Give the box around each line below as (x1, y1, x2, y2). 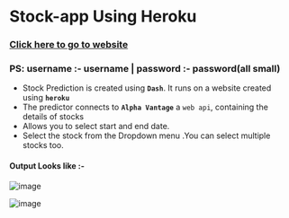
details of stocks (22, 111, 84, 122)
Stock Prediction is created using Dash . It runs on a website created (22, 83, 272, 93)
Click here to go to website (9, 39, 129, 51)
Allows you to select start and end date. (22, 121, 170, 132)
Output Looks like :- (9, 161, 86, 171)
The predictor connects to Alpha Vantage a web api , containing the (22, 101, 268, 113)
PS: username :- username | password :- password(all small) (9, 63, 281, 75)
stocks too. (22, 140, 65, 151)
